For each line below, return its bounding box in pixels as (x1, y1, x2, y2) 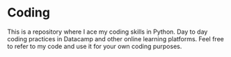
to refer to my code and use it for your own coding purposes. (7, 42, 182, 50)
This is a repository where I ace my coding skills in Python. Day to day (7, 27, 208, 36)
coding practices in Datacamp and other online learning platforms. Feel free (7, 34, 224, 43)
